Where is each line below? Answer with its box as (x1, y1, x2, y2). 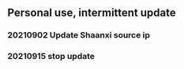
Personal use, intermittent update (7, 6, 177, 20)
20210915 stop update (7, 51, 96, 62)
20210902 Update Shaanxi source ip (7, 30, 151, 41)
